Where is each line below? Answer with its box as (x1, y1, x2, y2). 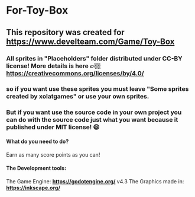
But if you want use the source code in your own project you (6, 108, 182, 116)
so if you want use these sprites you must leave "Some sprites (6, 85, 189, 93)
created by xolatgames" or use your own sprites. (6, 93, 149, 101)
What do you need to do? (6, 138, 69, 145)
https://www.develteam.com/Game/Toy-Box (6, 36, 175, 46)
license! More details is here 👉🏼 (6, 62, 101, 70)
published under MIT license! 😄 (6, 123, 100, 131)
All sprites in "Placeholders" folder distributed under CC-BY (6, 54, 183, 62)
